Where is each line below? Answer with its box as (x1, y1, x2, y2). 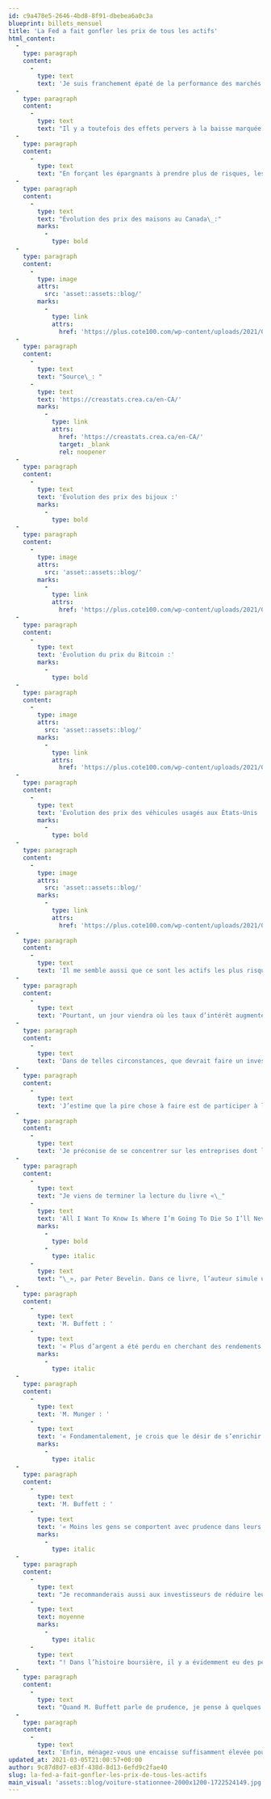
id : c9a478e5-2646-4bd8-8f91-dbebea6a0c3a (8, 11, 153, 20)
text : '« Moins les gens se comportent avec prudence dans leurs (37, 1522, 262, 1531)
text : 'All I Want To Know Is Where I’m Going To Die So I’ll (37, 1214, 251, 1223)
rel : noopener (59, 448, 106, 456)
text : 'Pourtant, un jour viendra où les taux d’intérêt (37, 1011, 232, 1020)
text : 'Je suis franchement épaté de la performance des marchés (37, 79, 262, 87)
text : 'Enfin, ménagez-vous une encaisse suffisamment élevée (37, 1748, 251, 1756)
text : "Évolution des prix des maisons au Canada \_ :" (37, 215, 222, 223)
